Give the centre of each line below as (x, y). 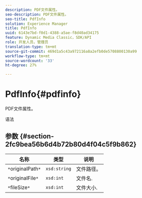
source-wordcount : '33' (30, 61)
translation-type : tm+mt (31, 47)
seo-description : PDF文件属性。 (37, 14)
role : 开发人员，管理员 (27, 42)
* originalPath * (24, 169)
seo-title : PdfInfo (25, 19)
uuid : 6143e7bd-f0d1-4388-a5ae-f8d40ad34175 (52, 33)
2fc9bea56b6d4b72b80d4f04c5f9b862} (71, 145)
